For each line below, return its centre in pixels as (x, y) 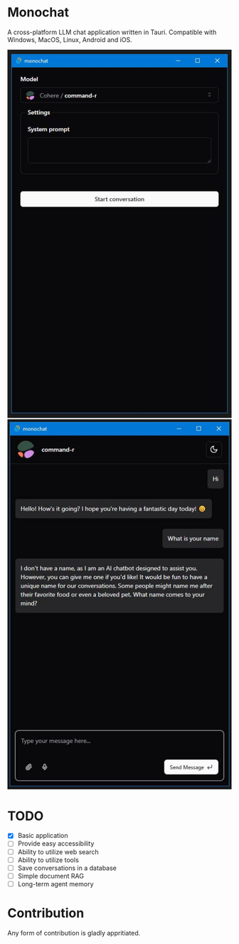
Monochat (38, 12)
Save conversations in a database (67, 868)
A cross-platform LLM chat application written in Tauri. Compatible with (112, 32)
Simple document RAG (51, 876)
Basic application (43, 836)
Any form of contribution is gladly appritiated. (74, 933)
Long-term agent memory (55, 883)
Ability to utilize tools (48, 860)
